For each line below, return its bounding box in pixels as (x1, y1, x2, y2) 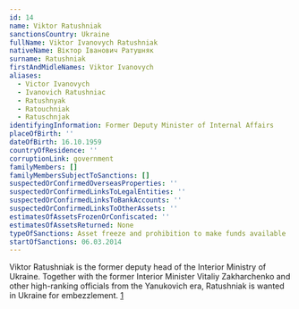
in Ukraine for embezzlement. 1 (9, 290, 124, 301)
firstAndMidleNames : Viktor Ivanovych (9, 63, 154, 72)
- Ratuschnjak (17, 113, 70, 121)
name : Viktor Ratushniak (9, 21, 102, 30)
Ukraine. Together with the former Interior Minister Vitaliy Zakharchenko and (9, 271, 291, 282)
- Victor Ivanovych (17, 79, 90, 88)
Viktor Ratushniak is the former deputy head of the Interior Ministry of (9, 262, 267, 272)
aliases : (9, 71, 42, 80)
